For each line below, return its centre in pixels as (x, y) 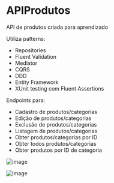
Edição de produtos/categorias (53, 118)
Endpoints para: (26, 100)
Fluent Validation (36, 56)
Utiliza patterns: (26, 38)
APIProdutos (38, 10)
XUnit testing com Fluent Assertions (59, 88)
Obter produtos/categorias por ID (56, 137)
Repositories (30, 50)
